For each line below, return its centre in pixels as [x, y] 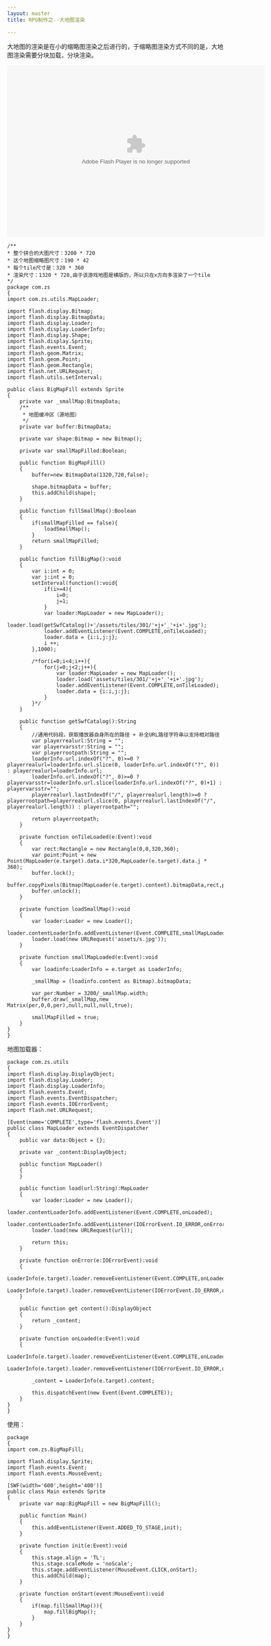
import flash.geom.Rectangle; [50, 365]
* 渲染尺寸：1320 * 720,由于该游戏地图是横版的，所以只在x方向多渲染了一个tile [109, 275]
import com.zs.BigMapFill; [46, 1449]
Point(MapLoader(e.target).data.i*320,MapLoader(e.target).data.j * [107, 861]
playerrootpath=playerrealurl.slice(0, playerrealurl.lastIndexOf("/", [111, 801]
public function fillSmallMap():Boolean [78, 511]
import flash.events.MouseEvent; [55, 1473]
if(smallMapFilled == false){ [75, 523]
